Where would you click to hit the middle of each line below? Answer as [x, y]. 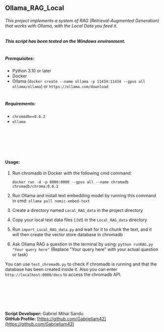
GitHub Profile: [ [22, 319]
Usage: [13, 162]
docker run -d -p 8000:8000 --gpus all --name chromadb [70, 182]
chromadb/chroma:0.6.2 [35, 186]
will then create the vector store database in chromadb [68, 234]
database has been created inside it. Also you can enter [61, 269]
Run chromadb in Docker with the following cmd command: [72, 173]
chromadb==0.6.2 [29, 117]
